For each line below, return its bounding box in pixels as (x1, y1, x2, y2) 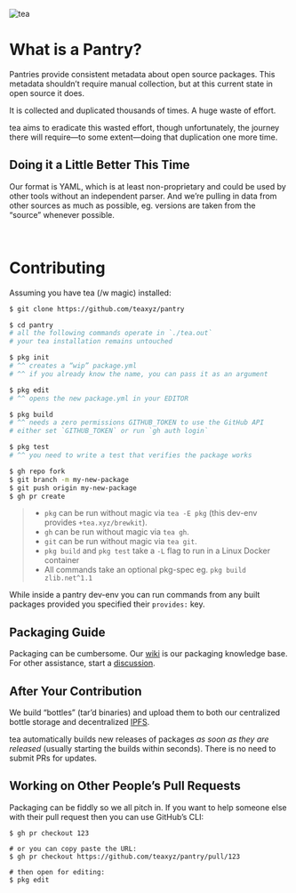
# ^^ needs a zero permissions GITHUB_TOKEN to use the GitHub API (9, 418, 265, 427)
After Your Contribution (9, 683, 142, 698)
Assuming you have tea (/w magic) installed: (9, 287, 172, 298)
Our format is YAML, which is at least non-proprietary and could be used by (9, 181, 286, 191)
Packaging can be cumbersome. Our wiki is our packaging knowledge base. (9, 648, 288, 659)
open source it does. (9, 87, 84, 98)
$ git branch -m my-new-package (9, 475, 129, 484)
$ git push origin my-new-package (9, 483, 138, 493)
